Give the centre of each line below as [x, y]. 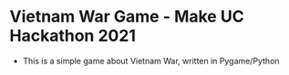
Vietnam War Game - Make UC [127, 17]
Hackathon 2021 [73, 36]
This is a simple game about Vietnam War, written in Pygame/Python [151, 61]
